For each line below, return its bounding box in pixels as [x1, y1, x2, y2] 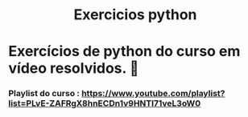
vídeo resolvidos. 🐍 [8, 59, 139, 78]
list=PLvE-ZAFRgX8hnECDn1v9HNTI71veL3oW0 [8, 98, 201, 109]
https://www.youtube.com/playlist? [81, 88, 225, 99]
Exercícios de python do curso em [8, 42, 241, 61]
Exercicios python [73, 6, 197, 24]
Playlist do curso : [8, 88, 81, 99]
